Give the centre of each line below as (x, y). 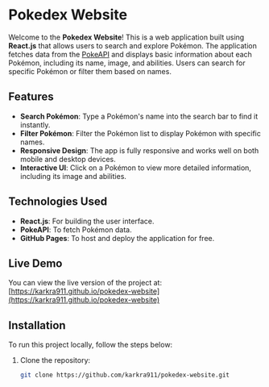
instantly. (35, 125)
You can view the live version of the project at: (85, 283)
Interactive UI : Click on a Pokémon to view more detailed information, (136, 168)
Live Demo (35, 263)
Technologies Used (58, 202)
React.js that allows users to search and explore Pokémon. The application (133, 45)
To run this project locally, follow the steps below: (91, 345)
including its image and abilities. (73, 176)
